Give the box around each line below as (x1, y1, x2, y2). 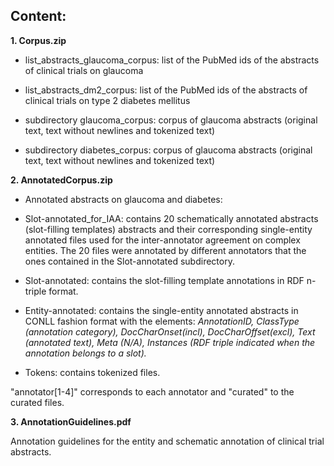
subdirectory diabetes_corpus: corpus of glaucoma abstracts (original (24, 144, 313, 156)
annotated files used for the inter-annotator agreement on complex (24, 234, 301, 246)
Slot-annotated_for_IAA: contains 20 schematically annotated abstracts (24, 212, 319, 224)
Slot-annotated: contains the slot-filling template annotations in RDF (24, 274, 305, 286)
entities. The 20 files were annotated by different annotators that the (24, 244, 307, 256)
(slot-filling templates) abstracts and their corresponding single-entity (24, 223, 313, 235)
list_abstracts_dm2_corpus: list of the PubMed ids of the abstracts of (24, 84, 308, 96)
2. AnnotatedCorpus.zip (10, 174, 113, 186)
